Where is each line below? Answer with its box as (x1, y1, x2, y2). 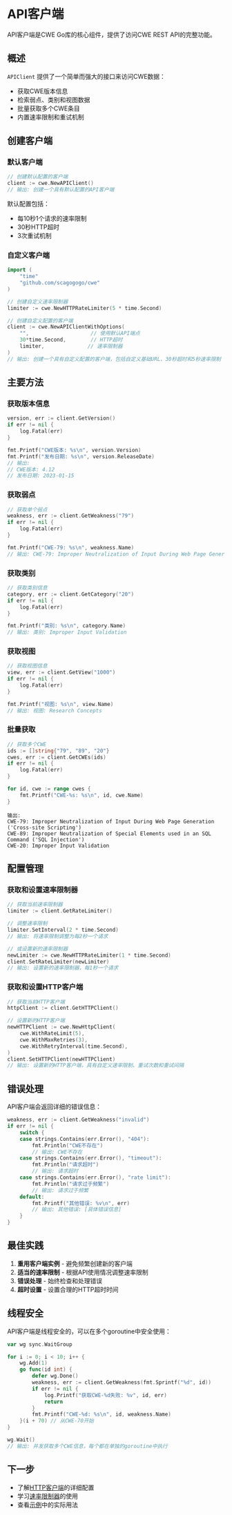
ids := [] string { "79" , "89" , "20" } (7, 747, 110, 754)
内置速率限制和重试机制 (17, 113, 84, 121)
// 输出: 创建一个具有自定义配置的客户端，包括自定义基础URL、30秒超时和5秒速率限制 (7, 355, 221, 362)
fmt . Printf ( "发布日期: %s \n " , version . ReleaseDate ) (7, 453, 155, 460)
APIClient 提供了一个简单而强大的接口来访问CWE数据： (7, 72, 166, 80)
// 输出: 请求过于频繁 (32, 1186, 89, 1194)
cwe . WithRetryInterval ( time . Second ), (19, 1043, 128, 1050)
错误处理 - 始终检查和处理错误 (17, 1276, 103, 1284)
